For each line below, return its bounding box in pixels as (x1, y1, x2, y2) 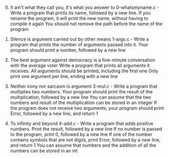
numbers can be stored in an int (10, 148, 78, 153)
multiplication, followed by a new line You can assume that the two (10, 94, 152, 100)
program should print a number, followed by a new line (10, 47, 126, 53)
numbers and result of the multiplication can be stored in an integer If (10, 100, 157, 106)
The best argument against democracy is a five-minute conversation (10, 57, 156, 63)
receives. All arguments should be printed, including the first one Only (10, 68, 158, 74)
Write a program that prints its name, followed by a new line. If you (10, 10, 151, 16)
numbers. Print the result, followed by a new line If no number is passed (10, 126, 163, 132)
